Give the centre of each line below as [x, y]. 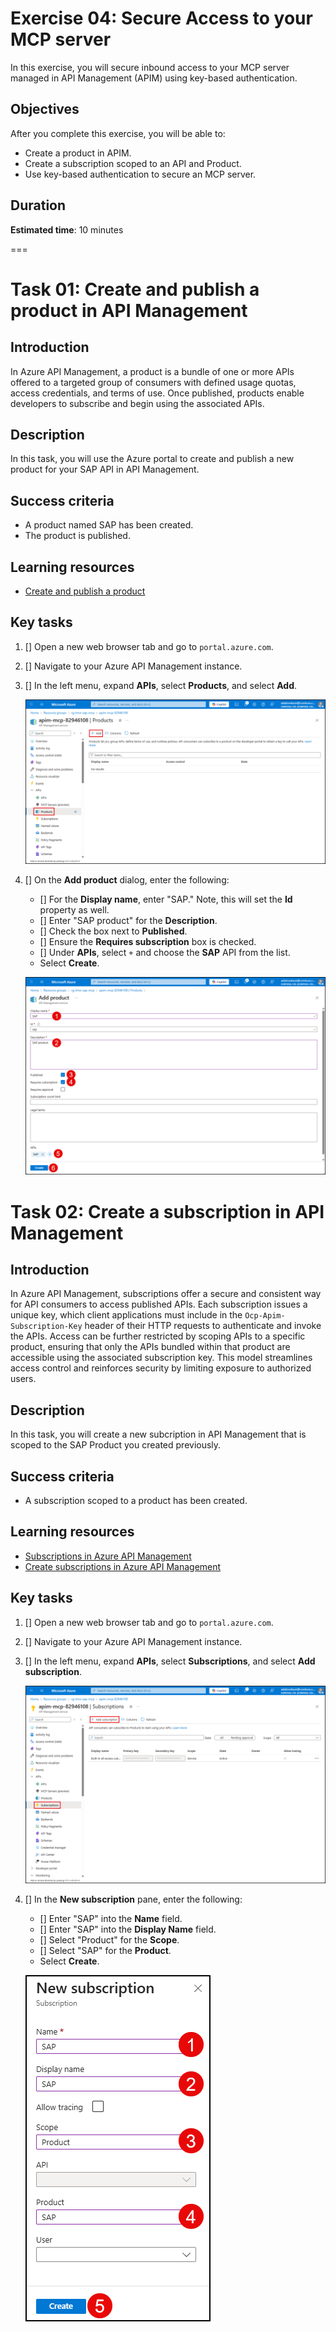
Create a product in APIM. [78, 153]
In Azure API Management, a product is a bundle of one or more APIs [152, 371]
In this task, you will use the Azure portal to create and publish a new [152, 459]
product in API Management [129, 310]
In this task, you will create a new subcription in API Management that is [158, 1434]
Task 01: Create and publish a [135, 289]
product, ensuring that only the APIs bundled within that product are [150, 1347]
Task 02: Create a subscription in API [167, 1211]
